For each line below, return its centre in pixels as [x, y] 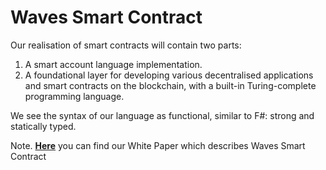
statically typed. [43, 126]
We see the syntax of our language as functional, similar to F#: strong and [162, 115]
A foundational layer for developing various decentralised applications [169, 75]
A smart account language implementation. [113, 64]
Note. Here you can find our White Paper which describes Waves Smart [158, 145]
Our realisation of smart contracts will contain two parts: [126, 45]
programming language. [74, 96]
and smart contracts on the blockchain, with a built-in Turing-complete [170, 85]
